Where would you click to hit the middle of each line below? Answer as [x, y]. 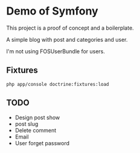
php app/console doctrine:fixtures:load [58, 84]
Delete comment [36, 130]
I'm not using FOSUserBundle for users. [56, 51]
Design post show [37, 117]
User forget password [42, 143]
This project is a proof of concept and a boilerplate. [70, 28]
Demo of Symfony [52, 11]
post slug [27, 124]
